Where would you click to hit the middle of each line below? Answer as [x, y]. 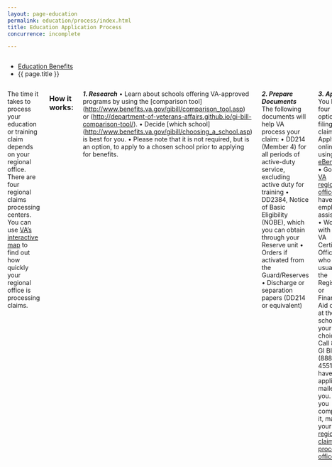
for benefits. [100, 154]
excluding [276, 177]
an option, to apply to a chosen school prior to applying [164, 147]
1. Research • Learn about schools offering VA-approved [166, 94]
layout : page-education [43, 14]
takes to [19, 102]
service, [273, 170]
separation [277, 290]
